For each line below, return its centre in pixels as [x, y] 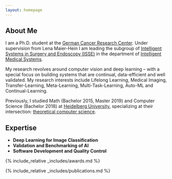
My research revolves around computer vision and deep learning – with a [83, 69]
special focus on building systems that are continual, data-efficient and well [85, 75]
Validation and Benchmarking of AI [51, 146]
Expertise [21, 128]
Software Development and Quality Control [60, 151]
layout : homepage [24, 10]
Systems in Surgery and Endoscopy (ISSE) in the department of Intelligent [83, 54]
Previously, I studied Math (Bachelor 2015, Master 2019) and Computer [80, 101]
